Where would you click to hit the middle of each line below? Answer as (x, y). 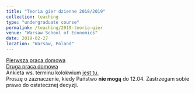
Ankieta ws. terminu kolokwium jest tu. (53, 73)
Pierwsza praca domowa (36, 60)
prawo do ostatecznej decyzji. (42, 85)
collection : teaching (32, 17)
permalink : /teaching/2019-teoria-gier (55, 28)
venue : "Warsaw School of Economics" (52, 33)
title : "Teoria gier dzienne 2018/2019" (56, 11)
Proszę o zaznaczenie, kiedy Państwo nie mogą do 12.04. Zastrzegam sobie (98, 78)
